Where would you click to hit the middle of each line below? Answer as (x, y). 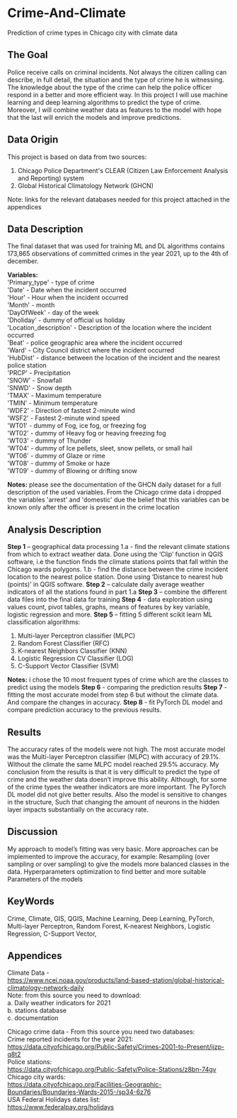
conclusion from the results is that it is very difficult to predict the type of (114, 772)
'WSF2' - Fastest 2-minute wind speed (64, 418)
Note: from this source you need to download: (74, 995)
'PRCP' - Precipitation (39, 373)
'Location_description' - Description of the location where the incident (110, 328)
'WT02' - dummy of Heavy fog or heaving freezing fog (87, 433)
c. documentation (33, 1018)
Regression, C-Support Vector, (52, 934)
